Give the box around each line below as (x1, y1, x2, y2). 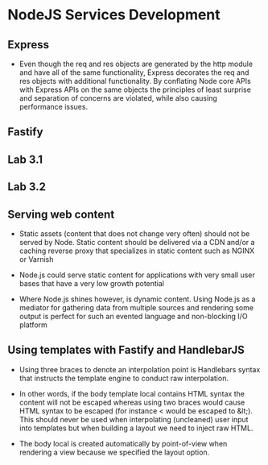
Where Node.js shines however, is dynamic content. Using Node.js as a (19, 294, 256, 304)
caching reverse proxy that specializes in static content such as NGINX (19, 246, 255, 255)
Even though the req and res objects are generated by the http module (19, 59, 254, 69)
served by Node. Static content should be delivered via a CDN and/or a (19, 237, 255, 247)
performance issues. (19, 102, 89, 111)
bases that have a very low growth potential (19, 278, 164, 288)
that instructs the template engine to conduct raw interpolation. (19, 373, 229, 383)
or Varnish (19, 254, 54, 264)
